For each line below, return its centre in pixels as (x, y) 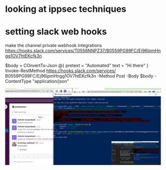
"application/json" (51, 81)
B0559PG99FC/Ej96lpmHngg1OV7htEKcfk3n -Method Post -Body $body (79, 76)
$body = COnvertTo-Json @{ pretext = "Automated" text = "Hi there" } (77, 66)
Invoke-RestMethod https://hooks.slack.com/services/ (61, 71)
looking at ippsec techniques (66, 9)
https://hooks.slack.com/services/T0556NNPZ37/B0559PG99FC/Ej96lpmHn (83, 51)
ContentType (18, 81)
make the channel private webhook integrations (54, 45)
